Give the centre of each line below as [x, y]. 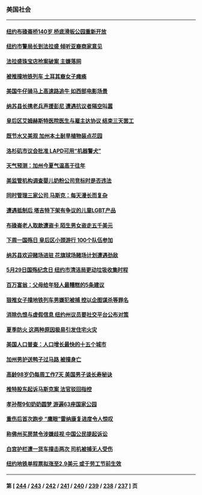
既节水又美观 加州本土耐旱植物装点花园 [54, 136]
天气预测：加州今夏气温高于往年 [46, 166]
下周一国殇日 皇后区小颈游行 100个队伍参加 [60, 240]
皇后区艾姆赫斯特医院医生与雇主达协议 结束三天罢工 [70, 121]
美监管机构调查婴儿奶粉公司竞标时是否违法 [59, 180]
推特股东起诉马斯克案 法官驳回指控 [49, 389]
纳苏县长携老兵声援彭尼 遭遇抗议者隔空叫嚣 [60, 106]
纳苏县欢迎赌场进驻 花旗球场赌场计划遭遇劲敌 [62, 255]
